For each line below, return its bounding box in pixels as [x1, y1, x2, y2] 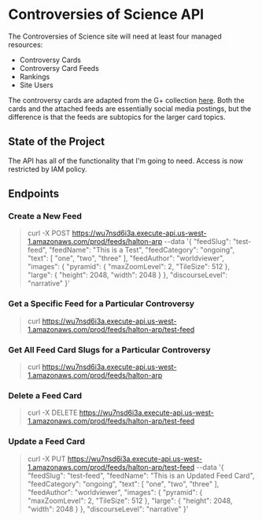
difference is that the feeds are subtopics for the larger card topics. [8, 112, 226, 121]
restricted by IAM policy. [8, 164, 87, 174]
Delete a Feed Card [8, 390, 83, 401]
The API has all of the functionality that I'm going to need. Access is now [8, 156, 244, 165]
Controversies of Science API [8, 6, 205, 24]
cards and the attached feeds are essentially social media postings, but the [8, 104, 252, 113]
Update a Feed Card [8, 436, 85, 447]
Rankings [19, 72, 50, 81]
